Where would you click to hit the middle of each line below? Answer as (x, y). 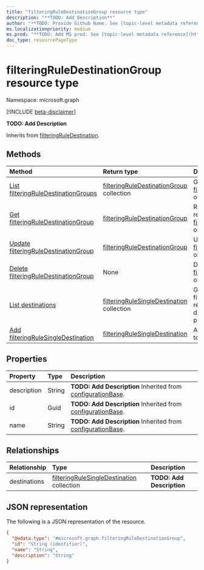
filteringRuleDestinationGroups (53, 193)
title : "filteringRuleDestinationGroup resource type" (77, 12)
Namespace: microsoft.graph (43, 100)
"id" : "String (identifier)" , (50, 544)
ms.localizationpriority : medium (49, 29)
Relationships (33, 450)
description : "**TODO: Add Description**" (61, 18)
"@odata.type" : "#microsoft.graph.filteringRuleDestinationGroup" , (99, 538)
